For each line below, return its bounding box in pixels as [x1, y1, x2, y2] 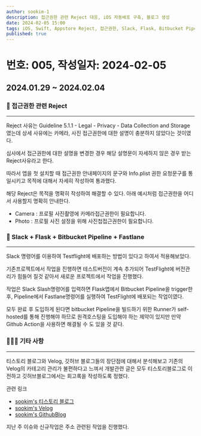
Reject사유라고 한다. [6, 157, 54, 164]
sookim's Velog [14, 404, 53, 412]
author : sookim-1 [6, 8, 50, 15]
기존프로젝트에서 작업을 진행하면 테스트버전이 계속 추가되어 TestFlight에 [6, 265, 175, 272]
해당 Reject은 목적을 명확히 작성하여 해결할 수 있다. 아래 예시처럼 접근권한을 [6, 190, 182, 197]
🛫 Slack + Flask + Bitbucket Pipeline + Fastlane [6, 232, 145, 241]
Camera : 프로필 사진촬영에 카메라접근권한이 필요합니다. [14, 210, 147, 217]
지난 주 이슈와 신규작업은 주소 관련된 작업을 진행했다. [6, 423, 129, 430]
